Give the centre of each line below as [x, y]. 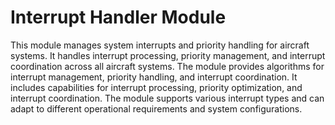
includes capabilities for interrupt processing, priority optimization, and [156, 87]
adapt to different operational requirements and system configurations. [156, 108]
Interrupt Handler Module [118, 17]
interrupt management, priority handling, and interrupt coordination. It [154, 77]
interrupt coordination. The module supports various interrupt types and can [167, 98]
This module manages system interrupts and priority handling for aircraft [160, 45]
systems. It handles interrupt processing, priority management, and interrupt [168, 55]
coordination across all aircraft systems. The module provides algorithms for [167, 66]
